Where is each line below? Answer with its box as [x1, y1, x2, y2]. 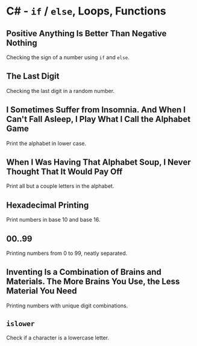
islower [6, 319, 35, 328]
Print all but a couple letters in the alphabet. [6, 182, 114, 190]
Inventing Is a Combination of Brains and [6, 267, 161, 277]
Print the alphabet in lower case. [6, 139, 86, 147]
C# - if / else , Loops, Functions [6, 4, 167, 18]
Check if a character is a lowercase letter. [6, 334, 110, 341]
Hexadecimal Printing [6, 200, 89, 210]
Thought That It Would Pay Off [6, 167, 123, 177]
